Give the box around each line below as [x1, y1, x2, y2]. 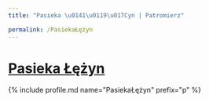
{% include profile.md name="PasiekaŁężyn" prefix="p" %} [8, 86, 202, 95]
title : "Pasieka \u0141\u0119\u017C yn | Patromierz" [8, 11, 185, 20]
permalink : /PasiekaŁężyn [8, 25, 93, 34]
